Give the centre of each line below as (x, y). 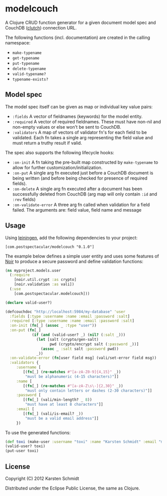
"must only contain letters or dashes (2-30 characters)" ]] (89, 390)
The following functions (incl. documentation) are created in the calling (78, 37)
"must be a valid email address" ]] (62, 418)
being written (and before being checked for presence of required (80, 178)
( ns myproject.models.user (33, 270)
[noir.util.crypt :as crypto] (45, 280)
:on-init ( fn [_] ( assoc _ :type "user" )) (53, 326)
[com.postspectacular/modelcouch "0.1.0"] (50, 247)
